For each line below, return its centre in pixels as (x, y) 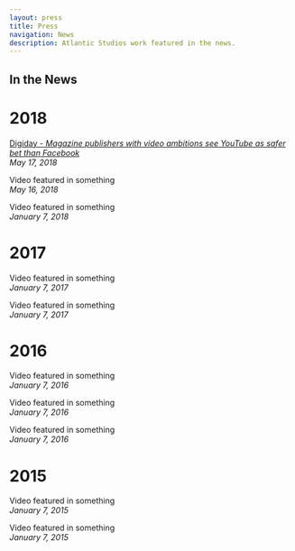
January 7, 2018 (39, 216)
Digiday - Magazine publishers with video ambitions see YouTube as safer (147, 143)
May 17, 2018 (33, 162)
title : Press (34, 26)
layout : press (36, 18)
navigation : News (42, 34)
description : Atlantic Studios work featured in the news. (123, 43)
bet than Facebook (45, 152)
